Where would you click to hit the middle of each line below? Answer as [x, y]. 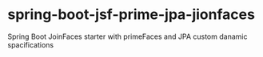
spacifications [30, 44]
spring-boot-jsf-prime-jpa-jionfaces [131, 15]
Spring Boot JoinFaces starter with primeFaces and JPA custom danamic [128, 36]
